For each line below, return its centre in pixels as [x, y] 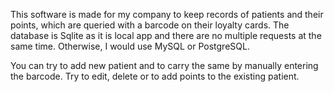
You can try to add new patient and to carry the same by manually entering [164, 65]
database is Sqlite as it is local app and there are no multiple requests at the [166, 35]
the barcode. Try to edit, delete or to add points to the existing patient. [155, 76]
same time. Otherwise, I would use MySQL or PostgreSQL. [130, 46]
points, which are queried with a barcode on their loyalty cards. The [150, 25]
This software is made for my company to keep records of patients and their [167, 14]
